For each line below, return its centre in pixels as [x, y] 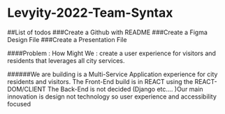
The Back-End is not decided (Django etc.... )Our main [126, 89]
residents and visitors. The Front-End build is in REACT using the [100, 81]
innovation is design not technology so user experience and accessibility [112, 97]
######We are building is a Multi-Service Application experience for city [112, 74]
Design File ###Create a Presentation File [67, 39]
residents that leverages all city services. [66, 60]
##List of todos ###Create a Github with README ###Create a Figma [108, 32]
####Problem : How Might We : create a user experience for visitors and [112, 53]
